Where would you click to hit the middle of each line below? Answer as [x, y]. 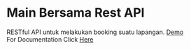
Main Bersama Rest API [76, 13]
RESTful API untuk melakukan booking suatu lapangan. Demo [95, 32]
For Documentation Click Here [50, 39]
